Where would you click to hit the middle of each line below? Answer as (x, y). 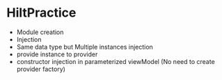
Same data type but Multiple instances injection (85, 47)
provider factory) (41, 69)
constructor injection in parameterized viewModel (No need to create (116, 61)
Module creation (40, 32)
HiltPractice (41, 13)
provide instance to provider (57, 54)
